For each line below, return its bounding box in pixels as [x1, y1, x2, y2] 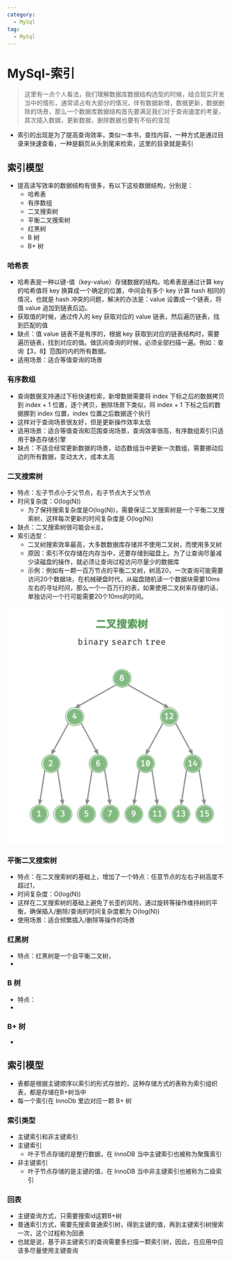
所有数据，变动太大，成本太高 [29, 452, 115, 460]
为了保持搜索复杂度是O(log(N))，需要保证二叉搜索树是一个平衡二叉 [27, 505, 219, 514]
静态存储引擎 [29, 435, 66, 443]
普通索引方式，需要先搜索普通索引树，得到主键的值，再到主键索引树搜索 [17, 1220, 224, 1228]
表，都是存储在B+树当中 [17, 1087, 87, 1096]
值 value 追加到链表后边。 [17, 304, 91, 312]
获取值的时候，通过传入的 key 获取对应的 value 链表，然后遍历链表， [17, 312, 214, 321]
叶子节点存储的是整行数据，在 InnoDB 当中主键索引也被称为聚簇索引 [27, 1150, 222, 1159]
